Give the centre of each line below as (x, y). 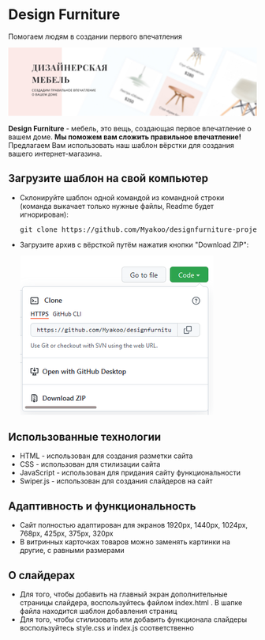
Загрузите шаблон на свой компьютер (108, 178)
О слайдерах (42, 575)
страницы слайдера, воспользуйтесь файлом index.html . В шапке (131, 602)
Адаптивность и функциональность (102, 506)
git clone (38, 229)
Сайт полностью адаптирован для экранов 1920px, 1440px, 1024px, (134, 525)
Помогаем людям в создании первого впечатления (95, 36)
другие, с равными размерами (72, 551)
